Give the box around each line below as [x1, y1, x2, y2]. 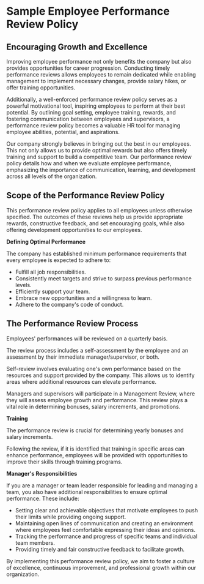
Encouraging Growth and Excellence [6, 42, 148, 52]
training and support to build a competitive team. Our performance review [6, 153, 192, 160]
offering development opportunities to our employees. [6, 226, 142, 233]
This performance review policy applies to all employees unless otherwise [6, 206, 192, 214]
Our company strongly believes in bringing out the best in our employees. [6, 140, 191, 148]
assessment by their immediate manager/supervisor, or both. [6, 353, 160, 361]
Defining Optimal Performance [6, 238, 86, 245]
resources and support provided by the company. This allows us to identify [6, 372, 195, 379]
